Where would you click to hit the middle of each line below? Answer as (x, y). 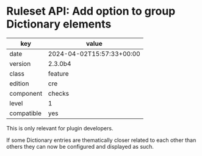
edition (19, 83)
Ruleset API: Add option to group (91, 11)
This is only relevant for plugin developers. (60, 128)
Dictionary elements (59, 24)
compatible (25, 113)
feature (58, 73)
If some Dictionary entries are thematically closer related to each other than (101, 140)
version (20, 63)
